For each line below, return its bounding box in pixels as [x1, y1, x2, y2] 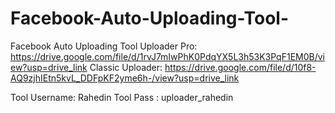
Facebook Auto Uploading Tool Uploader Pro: [10, 40, 198, 52]
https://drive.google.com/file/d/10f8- [164, 61, 317, 73]
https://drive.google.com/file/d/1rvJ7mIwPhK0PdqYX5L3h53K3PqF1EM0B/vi [10, 50, 326, 62]
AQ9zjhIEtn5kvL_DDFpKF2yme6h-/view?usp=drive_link [10, 72, 240, 84]
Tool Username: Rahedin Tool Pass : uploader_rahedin [10, 91, 234, 103]
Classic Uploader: [89, 61, 163, 73]
